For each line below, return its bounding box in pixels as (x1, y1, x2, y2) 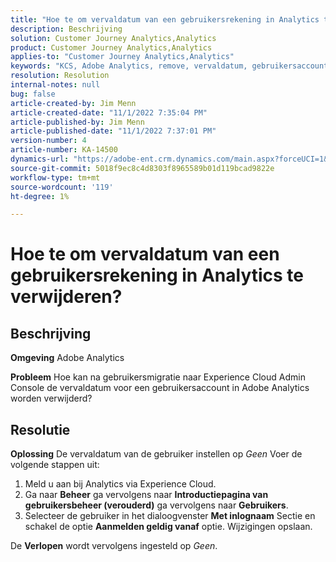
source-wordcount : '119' (10, 182, 114, 192)
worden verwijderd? (10, 392, 93, 405)
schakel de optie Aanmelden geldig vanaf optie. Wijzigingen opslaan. (24, 521, 313, 533)
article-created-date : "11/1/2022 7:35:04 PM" (10, 107, 208, 118)
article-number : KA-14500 (10, 145, 118, 155)
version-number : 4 (10, 136, 87, 146)
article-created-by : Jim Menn (10, 98, 137, 108)
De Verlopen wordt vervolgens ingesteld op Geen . (10, 540, 218, 552)
